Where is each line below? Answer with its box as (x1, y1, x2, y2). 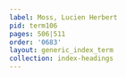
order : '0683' (9, 37, 63, 47)
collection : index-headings (9, 54, 114, 63)
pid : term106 (9, 21, 58, 30)
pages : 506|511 (9, 29, 66, 38)
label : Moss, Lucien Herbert (9, 12, 118, 22)
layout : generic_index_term (9, 46, 114, 55)
